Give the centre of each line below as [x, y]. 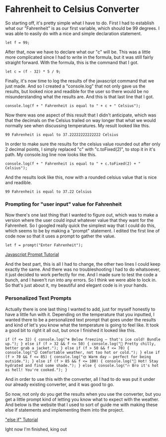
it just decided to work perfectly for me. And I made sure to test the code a [81, 275]
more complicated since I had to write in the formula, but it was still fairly [79, 57]
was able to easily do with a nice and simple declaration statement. [74, 33]
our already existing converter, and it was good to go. [60, 384]
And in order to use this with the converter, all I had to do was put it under [80, 379]
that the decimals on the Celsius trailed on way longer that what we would [81, 120]
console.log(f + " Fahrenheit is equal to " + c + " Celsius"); [73, 106]
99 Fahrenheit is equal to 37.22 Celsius [49, 192]
